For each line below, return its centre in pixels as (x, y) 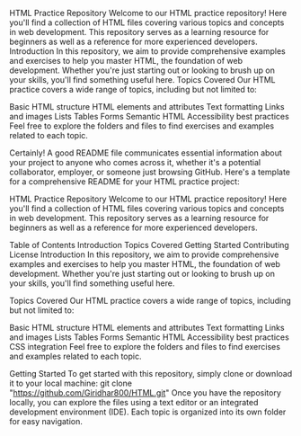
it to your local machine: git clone (71, 383)
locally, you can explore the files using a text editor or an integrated (134, 402)
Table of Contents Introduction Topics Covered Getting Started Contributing (149, 245)
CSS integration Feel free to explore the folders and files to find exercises (145, 347)
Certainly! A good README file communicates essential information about (146, 153)
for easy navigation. (46, 421)
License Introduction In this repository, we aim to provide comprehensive (144, 254)
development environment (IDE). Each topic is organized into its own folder (148, 412)
